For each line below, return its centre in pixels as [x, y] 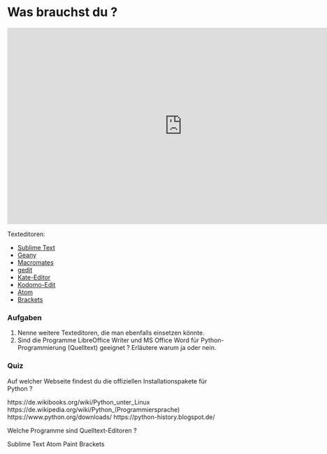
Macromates [35, 262]
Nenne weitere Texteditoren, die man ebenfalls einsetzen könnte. [111, 333]
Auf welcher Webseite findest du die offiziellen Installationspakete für [107, 381]
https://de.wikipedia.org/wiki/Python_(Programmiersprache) [94, 409]
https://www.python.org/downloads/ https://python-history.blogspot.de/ [111, 417]
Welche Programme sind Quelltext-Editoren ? [72, 430]
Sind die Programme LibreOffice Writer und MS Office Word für [108, 340]
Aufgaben [24, 317]
